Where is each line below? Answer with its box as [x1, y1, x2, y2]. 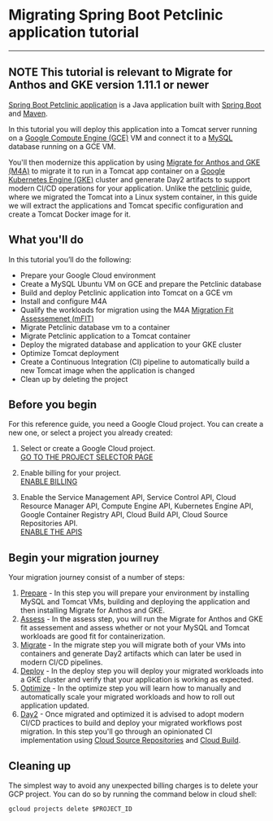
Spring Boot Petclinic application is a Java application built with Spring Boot [8, 99, 262, 109]
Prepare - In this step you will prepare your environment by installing [19, 588, 249, 598]
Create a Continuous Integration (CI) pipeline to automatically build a [19, 357, 250, 367]
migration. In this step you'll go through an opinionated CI [19, 727, 213, 736]
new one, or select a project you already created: [8, 428, 173, 437]
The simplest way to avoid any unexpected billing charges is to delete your [8, 780, 258, 790]
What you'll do [8, 233, 84, 247]
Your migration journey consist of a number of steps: [8, 573, 185, 582]
